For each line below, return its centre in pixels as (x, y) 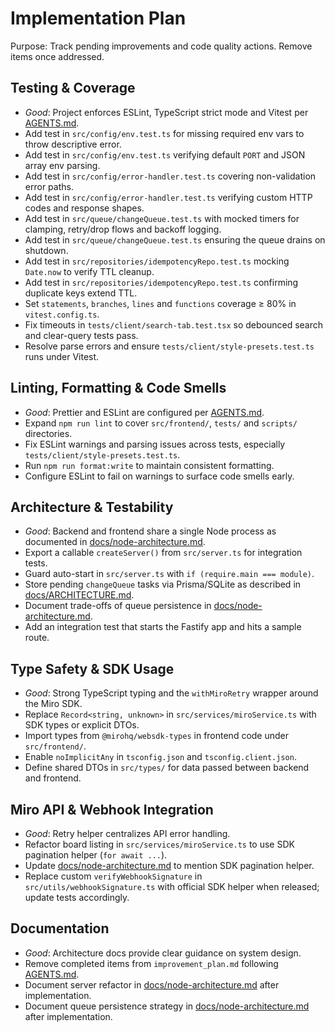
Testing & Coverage (73, 88)
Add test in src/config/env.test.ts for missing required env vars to (164, 133)
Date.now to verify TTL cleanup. (89, 271)
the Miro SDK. (53, 704)
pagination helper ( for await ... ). (96, 855)
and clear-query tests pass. (81, 335)
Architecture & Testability (92, 507)
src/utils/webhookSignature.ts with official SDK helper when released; (172, 886)
